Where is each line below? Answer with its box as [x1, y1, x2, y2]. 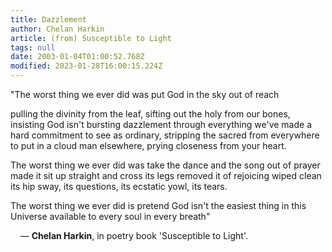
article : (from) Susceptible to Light [10, 33, 172, 43]
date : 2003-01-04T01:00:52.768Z [10, 52, 145, 62]
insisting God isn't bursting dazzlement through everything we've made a [10, 119, 312, 130]
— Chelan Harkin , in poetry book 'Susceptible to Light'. [19, 230, 248, 241]
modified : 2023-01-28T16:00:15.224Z [10, 61, 163, 71]
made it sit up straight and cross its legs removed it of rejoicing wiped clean [10, 170, 322, 181]
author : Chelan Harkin [10, 24, 105, 34]
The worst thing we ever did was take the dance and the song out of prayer [10, 159, 321, 171]
